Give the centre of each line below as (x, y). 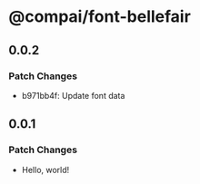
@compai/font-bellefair (100, 17)
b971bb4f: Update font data (73, 95)
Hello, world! (45, 169)
